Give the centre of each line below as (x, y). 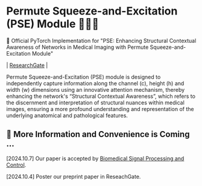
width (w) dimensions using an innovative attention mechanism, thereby (96, 89)
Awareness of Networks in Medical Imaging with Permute (77, 47)
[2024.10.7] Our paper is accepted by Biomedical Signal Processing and (95, 158)
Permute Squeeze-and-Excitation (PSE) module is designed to (84, 77)
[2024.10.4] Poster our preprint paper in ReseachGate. (74, 176)
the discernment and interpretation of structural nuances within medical (96, 102)
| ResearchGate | (27, 65)
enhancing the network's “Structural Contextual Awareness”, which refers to (101, 96)
